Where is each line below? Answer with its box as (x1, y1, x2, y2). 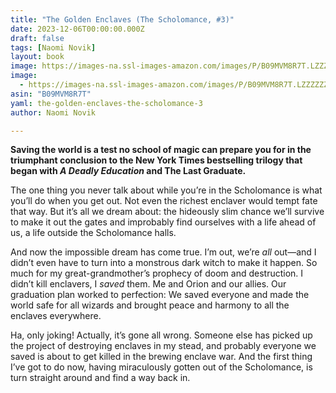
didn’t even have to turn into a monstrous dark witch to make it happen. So (10, 257, 318, 269)
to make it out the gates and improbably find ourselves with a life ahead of (10, 216, 317, 228)
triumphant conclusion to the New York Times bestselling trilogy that (10, 154, 303, 166)
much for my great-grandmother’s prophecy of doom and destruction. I (10, 267, 304, 280)
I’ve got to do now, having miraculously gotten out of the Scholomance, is (10, 361, 313, 373)
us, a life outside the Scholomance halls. (10, 227, 177, 239)
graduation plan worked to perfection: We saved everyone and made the (10, 289, 310, 301)
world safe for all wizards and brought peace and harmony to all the (10, 299, 290, 311)
